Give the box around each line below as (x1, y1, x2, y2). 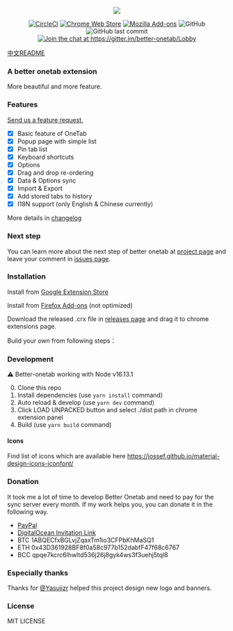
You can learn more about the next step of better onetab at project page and (7, 247, 226, 256)
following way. (7, 507, 49, 515)
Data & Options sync (17, 176, 77, 185)
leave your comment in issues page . (7, 254, 111, 263)
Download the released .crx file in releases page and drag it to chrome (7, 314, 209, 323)
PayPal (17, 521, 38, 529)
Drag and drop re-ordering (17, 168, 94, 177)
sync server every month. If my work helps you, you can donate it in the (7, 500, 214, 508)
